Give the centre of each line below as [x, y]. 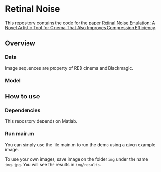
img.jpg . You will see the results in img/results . [53, 164]
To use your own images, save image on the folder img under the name [77, 159]
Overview [20, 43]
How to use [23, 96]
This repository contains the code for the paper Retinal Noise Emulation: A [80, 23]
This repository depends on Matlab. [41, 121]
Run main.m [20, 134]
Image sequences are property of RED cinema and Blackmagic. [69, 68]
